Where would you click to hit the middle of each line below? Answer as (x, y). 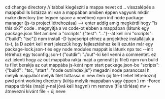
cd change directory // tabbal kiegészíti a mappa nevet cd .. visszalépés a (80, 7)
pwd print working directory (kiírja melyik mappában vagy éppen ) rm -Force (83, 81)
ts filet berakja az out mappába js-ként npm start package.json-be (72, 65)
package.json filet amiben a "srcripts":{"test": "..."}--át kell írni (68, 33)
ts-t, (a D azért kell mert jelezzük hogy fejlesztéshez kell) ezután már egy (79, 44)
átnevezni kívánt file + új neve (35, 91)
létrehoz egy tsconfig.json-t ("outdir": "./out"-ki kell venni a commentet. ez (81, 54)
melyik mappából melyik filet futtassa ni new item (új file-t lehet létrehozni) (81, 75)
